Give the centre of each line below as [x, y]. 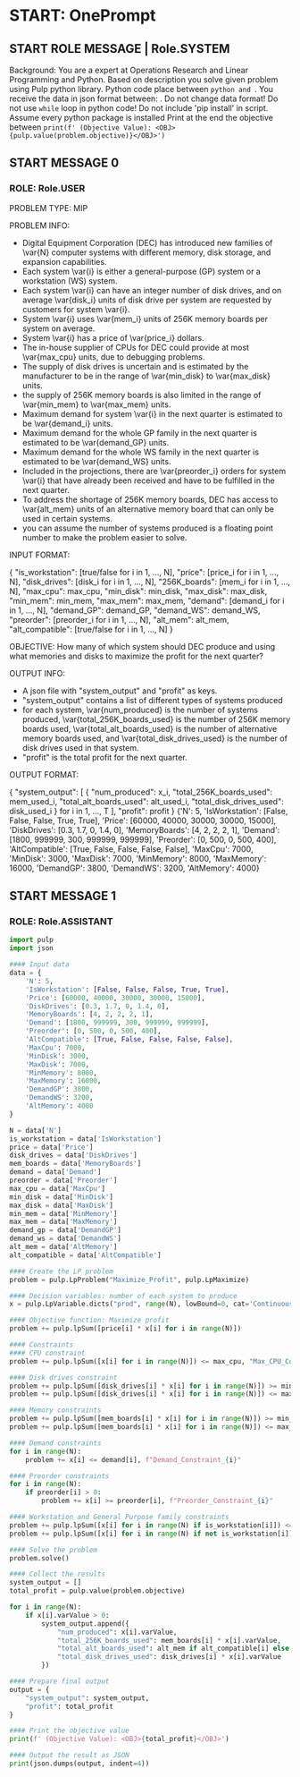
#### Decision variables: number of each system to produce [124, 1296]
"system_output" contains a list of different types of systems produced [152, 700]
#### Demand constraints [55, 1443]
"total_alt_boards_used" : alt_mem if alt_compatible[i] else [173, 1649]
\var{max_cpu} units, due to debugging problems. [113, 357]
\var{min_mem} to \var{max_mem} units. [96, 404]
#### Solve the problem [54, 1550]
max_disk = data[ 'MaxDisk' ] [62, 1205]
